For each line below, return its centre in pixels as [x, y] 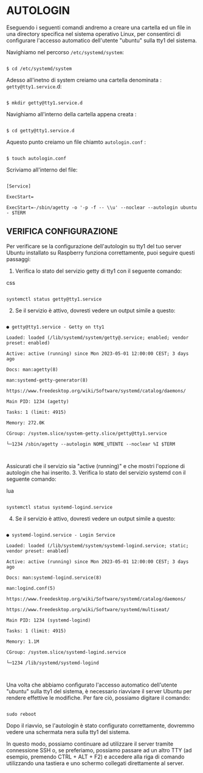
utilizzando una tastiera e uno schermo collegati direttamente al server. [95, 763]
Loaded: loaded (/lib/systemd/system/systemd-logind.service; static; [98, 545]
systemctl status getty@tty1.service [54, 299]
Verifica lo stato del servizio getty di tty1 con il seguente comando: [98, 271]
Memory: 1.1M [23, 642]
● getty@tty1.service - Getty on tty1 [55, 327]
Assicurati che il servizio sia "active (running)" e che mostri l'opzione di [96, 466]
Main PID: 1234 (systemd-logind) [49, 620]
